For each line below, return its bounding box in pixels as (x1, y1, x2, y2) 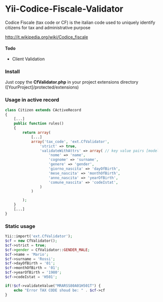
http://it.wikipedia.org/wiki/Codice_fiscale (5, 34, 88, 40)
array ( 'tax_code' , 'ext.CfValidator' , (31, 139, 110, 144)
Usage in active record (5, 96, 60, 103)
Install (5, 68, 20, 75)
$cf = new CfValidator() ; (5, 238, 57, 244)
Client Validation (12, 56, 45, 62)
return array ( (22, 130, 51, 135)
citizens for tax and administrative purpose (5, 24, 91, 30)
